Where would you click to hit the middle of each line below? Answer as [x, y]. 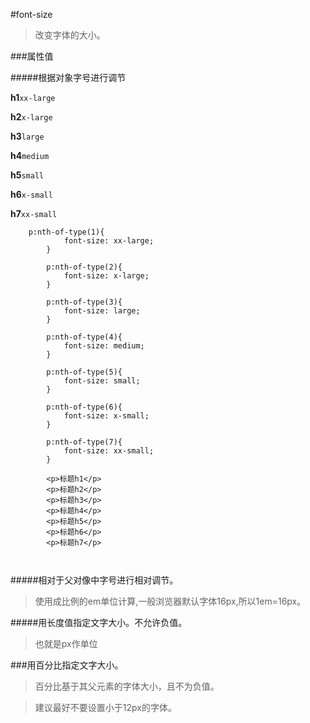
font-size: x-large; [106, 276]
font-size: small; [102, 381]
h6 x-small [31, 194]
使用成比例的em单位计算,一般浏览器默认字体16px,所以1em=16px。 [170, 601]
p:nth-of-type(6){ [84, 407]
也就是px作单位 [66, 643]
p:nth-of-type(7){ [84, 442]
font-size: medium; [104, 346]
